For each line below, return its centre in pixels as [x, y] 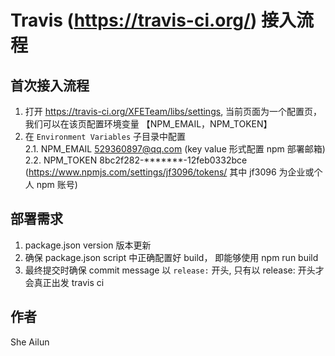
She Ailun [30, 342]
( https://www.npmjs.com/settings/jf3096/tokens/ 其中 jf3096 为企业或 [169, 172]
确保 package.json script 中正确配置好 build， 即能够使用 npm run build [171, 257]
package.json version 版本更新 [88, 245]
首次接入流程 [50, 85]
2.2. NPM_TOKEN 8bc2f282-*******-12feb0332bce [136, 160]
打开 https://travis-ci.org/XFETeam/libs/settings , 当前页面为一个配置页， [173, 111]
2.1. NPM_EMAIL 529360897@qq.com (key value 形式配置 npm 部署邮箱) [175, 149]
